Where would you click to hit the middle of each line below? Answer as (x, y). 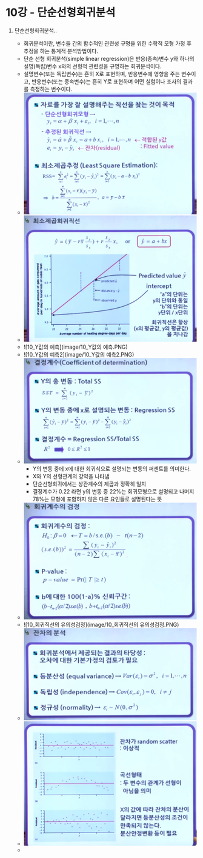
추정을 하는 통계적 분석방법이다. (61, 51)
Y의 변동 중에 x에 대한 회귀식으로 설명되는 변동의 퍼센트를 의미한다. (112, 469)
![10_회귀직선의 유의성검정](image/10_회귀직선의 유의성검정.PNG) (101, 624)
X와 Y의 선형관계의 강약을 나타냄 (71, 476)
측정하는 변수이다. (51, 89)
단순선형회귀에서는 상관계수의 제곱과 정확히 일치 (89, 484)
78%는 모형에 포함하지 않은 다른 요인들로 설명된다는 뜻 (97, 499)
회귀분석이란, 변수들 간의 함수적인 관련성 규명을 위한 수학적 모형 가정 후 (108, 43)
